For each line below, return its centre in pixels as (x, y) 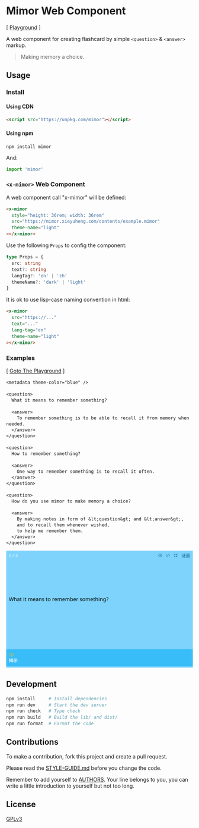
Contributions (32, 742)
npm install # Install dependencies (57, 699)
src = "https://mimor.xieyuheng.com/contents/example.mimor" (86, 222)
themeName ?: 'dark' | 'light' (49, 282)
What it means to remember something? (60, 400)
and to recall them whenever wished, (63, 525)
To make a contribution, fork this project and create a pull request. (87, 756)
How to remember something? (46, 453)
